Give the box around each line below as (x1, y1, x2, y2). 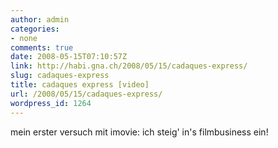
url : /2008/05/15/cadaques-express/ (10, 89, 163, 99)
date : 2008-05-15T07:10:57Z (10, 52, 128, 62)
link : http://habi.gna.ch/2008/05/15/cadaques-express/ (10, 61, 248, 71)
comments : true (10, 42, 74, 53)
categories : (10, 24, 60, 34)
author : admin (10, 14, 70, 25)
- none (10, 33, 38, 43)
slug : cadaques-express (10, 71, 110, 81)
